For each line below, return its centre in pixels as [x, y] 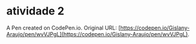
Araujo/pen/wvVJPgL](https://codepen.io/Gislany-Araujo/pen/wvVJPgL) [97, 34]
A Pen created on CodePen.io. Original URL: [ [63, 28]
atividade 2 [35, 11]
